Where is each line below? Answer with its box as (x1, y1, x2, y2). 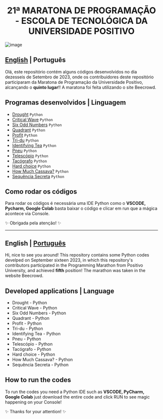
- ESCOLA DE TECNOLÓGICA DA (15, 16, 148, 26)
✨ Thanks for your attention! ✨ (5, 408, 66, 414)
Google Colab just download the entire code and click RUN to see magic (5, 394, 150, 400)
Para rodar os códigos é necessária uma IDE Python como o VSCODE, (5, 200, 146, 206)
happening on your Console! (5, 399, 62, 405)
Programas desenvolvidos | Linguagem (5, 98, 126, 107)
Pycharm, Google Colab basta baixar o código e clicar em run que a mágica (5, 205, 158, 211)
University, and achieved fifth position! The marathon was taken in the (5, 268, 146, 273)
